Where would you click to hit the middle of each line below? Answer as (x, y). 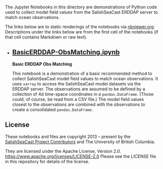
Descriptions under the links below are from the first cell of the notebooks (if (82, 32)
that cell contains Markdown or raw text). (46, 37)
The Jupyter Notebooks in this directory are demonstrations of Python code (81, 7)
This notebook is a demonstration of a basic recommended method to (82, 73)
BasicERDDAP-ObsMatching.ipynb (66, 52)
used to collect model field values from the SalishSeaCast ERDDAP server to (81, 12)
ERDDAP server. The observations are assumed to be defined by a (79, 89)
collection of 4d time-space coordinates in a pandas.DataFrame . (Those (83, 94)
